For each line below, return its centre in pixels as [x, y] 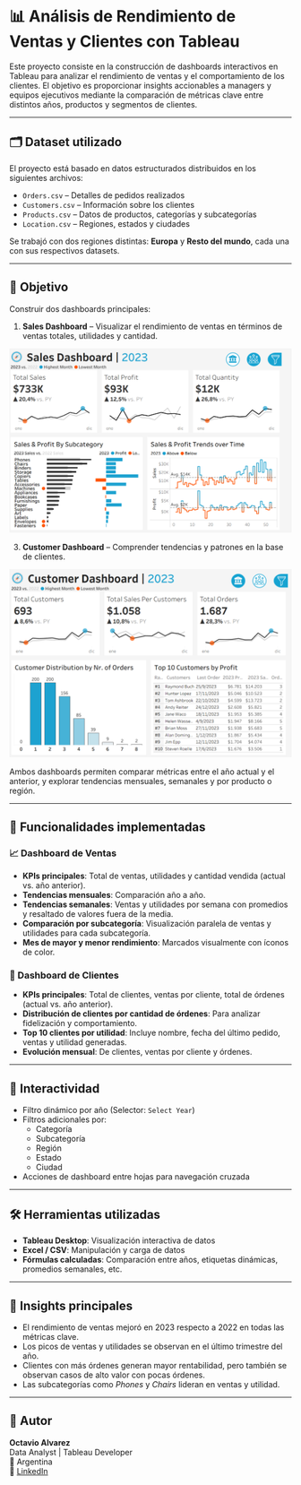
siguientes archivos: [46, 177]
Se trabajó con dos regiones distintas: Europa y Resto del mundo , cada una [149, 241]
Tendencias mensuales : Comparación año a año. [114, 895]
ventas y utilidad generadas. [74, 1042]
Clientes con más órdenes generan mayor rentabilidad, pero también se [155, 1365]
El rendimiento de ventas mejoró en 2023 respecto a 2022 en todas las [153, 1327]
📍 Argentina [31, 1462]
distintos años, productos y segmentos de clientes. [103, 104]
